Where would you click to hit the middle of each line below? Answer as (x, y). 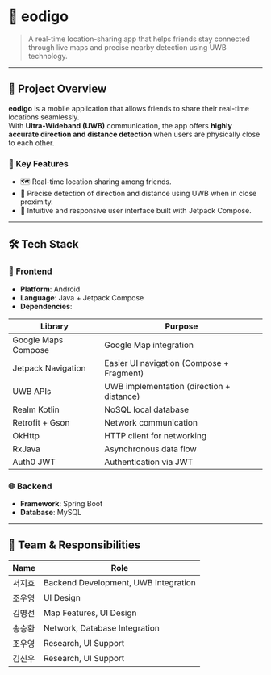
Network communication (151, 422)
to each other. (31, 143)
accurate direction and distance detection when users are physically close (134, 134)
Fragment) (124, 373)
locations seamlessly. (44, 117)
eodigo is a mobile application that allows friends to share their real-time (129, 108)
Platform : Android (50, 289)
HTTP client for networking (156, 435)
